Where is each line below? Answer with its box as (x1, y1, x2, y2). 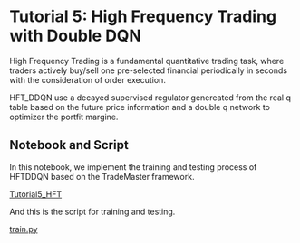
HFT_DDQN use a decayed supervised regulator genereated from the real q (9, 92, 292, 103)
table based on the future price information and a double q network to (9, 101, 270, 112)
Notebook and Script (9, 137, 129, 153)
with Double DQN (9, 25, 142, 46)
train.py (9, 223, 38, 234)
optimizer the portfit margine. (9, 111, 119, 122)
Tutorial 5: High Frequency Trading (9, 6, 277, 27)
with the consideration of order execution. (9, 74, 166, 85)
